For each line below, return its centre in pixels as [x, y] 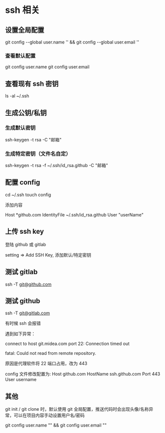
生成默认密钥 [21, 128]
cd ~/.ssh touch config [28, 195]
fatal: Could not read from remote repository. [51, 353]
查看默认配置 [21, 56]
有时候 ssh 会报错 [23, 323]
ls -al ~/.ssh [17, 96]
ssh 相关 [22, 10]
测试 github [23, 301]
